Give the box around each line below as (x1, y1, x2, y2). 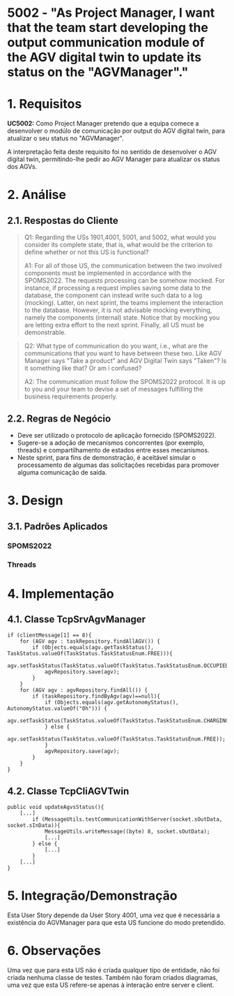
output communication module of (7, 35, 205, 50)
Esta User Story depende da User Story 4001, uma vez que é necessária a (7, 911, 221, 919)
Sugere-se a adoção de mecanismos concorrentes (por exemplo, (17, 438, 205, 447)
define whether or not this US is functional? (24, 248, 149, 256)
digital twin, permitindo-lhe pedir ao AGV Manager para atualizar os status (7, 155, 221, 163)
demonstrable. (24, 328, 66, 336)
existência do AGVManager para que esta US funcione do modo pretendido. (7, 919, 226, 927)
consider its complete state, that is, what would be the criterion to (24, 241, 213, 249)
